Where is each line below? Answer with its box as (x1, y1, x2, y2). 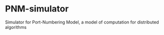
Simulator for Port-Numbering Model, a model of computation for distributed (5, 19, 159, 25)
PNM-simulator (5, 3, 69, 14)
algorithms (5, 24, 27, 30)
